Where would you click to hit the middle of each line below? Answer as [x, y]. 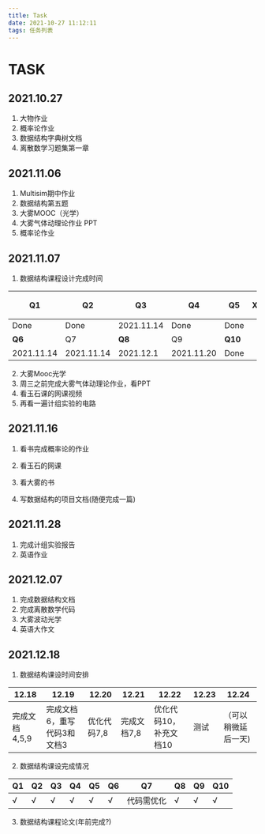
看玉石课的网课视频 [51, 393]
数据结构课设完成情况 [54, 766]
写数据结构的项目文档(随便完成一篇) [78, 499]
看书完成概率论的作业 [54, 448]
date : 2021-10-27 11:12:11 [52, 23]
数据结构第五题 [44, 203]
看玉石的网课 [40, 465]
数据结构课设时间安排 [54, 675]
